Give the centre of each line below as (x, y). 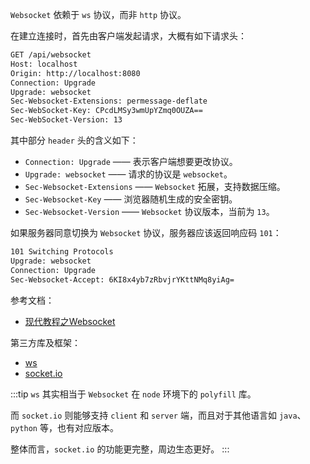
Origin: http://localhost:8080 (75, 73)
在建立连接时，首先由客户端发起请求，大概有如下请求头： (128, 36)
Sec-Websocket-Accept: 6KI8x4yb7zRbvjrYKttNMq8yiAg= (122, 279)
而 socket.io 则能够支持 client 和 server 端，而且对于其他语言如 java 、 (158, 415)
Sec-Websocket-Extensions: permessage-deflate (109, 101)
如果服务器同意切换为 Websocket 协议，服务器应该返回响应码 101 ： (146, 232)
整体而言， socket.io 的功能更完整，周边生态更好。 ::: (120, 449)
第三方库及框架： (45, 342)
